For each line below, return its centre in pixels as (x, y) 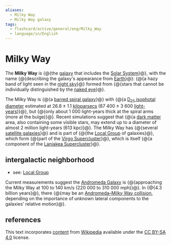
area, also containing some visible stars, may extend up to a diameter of (81, 122)
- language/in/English (34, 34)
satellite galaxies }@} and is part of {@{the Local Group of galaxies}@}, (80, 133)
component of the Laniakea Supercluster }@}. (53, 144)
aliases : (15, 10)
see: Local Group (31, 172)
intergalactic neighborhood (50, 160)
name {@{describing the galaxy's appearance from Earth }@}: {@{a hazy (82, 78)
